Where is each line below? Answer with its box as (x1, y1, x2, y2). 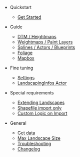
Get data (17, 130, 35, 136)
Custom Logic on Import (17, 111, 67, 116)
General (9, 120, 26, 126)
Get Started (17, 14, 41, 20)
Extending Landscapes (17, 99, 65, 106)
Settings (17, 75, 35, 80)
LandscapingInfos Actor (17, 80, 67, 86)
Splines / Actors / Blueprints (17, 44, 75, 50)
